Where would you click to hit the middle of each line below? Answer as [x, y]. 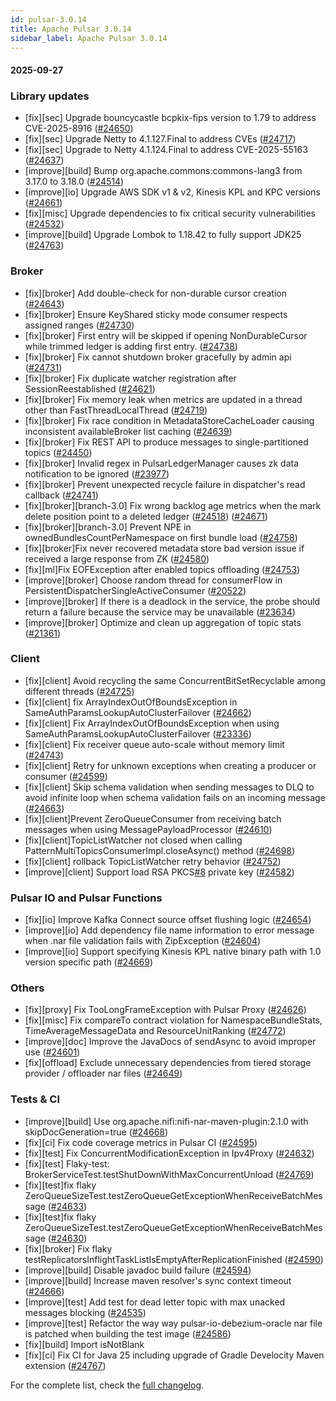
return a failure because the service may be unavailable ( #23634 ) [160, 612]
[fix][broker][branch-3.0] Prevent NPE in [108, 527]
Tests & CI [35, 1099]
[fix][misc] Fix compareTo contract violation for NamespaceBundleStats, [173, 1020]
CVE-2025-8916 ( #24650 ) [79, 128]
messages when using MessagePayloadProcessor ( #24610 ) [148, 829]
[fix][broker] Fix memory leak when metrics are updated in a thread [163, 399]
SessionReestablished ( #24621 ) [90, 388]
